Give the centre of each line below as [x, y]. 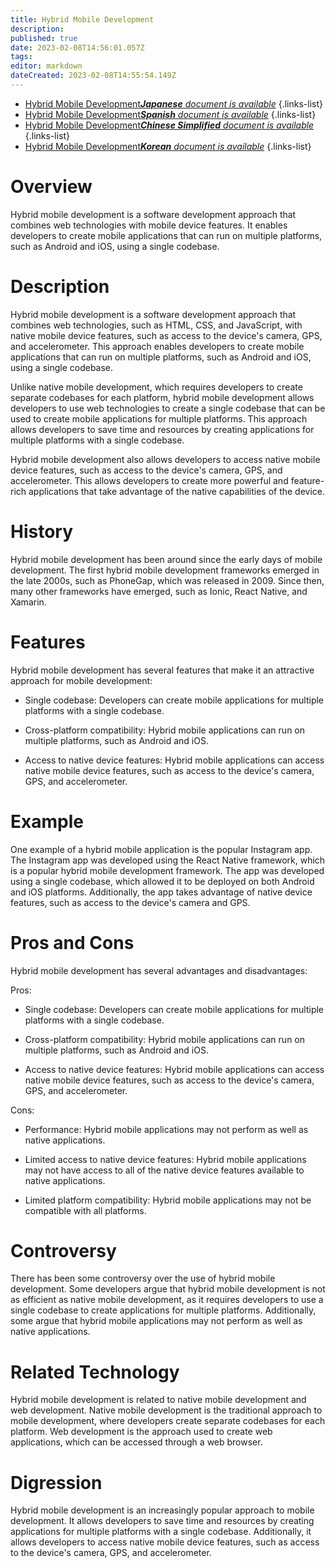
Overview [51, 187]
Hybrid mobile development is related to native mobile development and [158, 1400]
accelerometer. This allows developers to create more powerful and [149, 480]
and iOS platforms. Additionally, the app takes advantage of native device [161, 892]
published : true [44, 38]
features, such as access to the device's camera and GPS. [130, 902]
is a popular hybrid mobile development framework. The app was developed [167, 870]
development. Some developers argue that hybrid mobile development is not [168, 1289]
